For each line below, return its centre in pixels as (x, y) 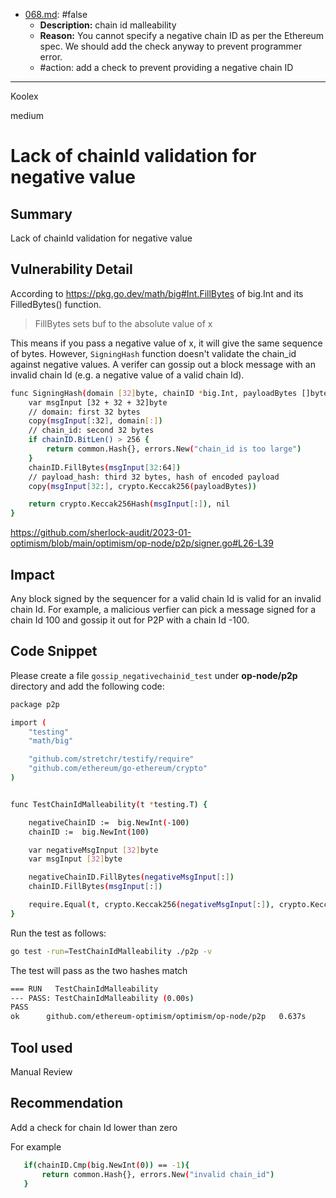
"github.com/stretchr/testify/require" (111, 759)
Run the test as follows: (58, 933)
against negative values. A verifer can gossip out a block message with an (163, 364)
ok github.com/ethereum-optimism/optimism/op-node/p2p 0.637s (158, 1017)
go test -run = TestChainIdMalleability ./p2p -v (111, 951)
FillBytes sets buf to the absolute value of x (123, 323)
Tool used (41, 1047)
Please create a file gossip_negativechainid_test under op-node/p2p (154, 675)
